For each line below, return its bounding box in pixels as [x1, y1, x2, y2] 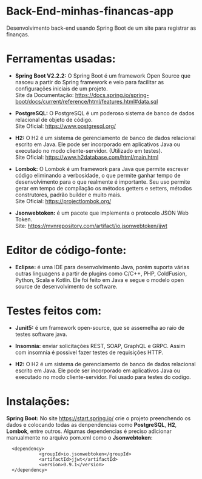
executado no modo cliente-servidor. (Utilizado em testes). [15, 147, 163, 154]
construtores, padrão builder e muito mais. [15, 191, 122, 198]
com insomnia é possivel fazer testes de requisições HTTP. [15, 349, 164, 356]
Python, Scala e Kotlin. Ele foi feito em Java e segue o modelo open [15, 276, 184, 283]
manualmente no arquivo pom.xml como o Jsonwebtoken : [6, 434, 153, 441]
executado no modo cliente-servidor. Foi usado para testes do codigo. [15, 373, 191, 380]
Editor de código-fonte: [6, 244, 127, 257]
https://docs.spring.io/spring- [75, 91, 149, 98]
